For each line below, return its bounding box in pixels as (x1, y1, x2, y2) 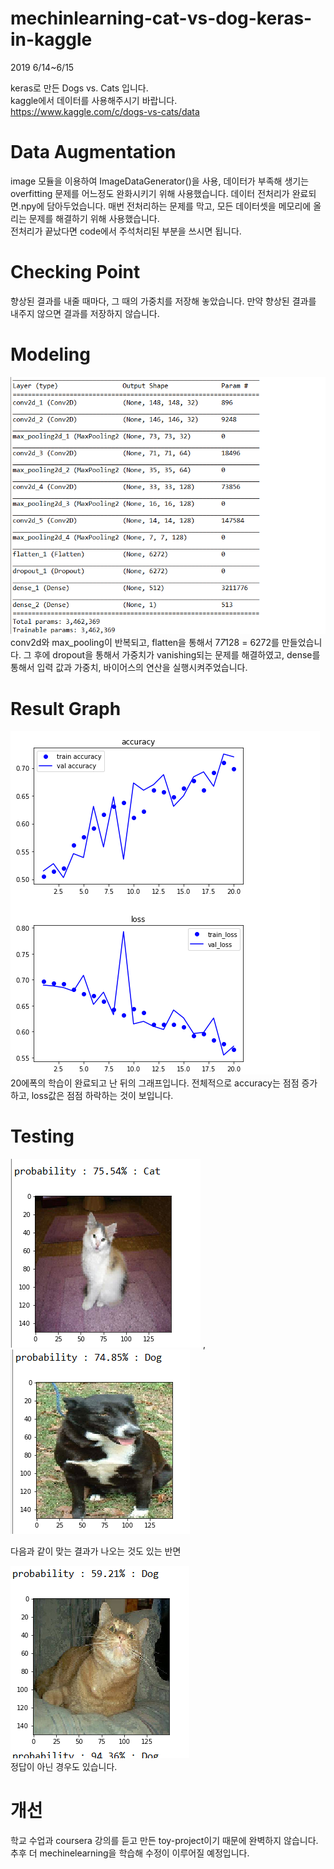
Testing (10, 1125, 75, 1148)
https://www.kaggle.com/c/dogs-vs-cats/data (10, 105, 200, 117)
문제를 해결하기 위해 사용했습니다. (28, 212, 160, 224)
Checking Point (10, 261, 141, 284)
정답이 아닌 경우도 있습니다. (10, 1761, 118, 1773)
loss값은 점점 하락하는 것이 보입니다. (31, 1090, 174, 1102)
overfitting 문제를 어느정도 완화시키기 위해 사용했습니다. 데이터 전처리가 (10, 187, 290, 199)
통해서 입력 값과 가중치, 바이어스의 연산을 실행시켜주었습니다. (10, 662, 248, 674)
